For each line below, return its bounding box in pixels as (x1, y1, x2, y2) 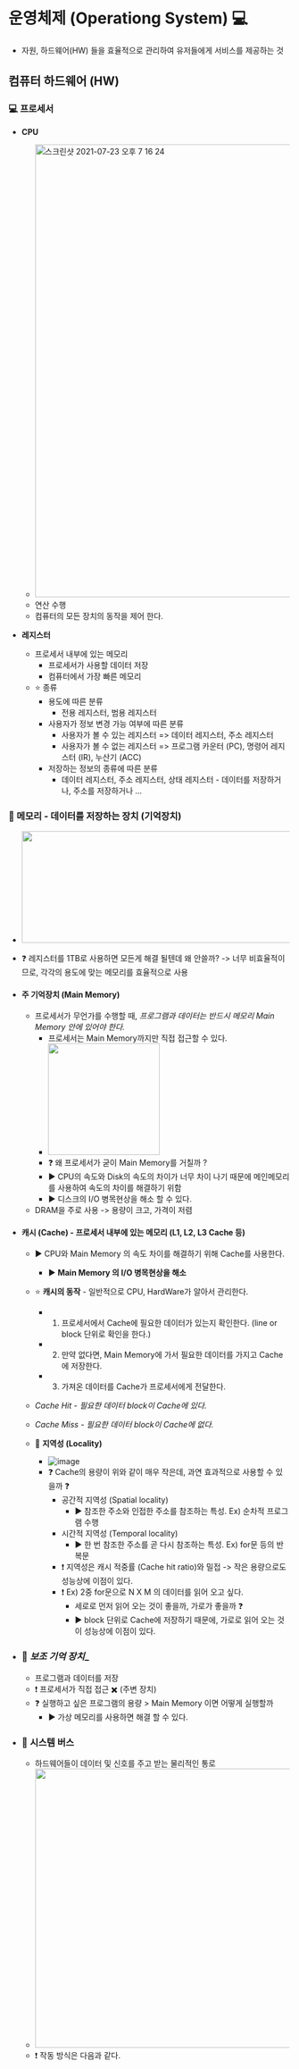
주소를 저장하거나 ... (73, 785, 143, 796)
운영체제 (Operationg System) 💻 (8, 8, 249, 29)
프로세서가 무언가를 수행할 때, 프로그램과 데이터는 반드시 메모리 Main (34, 1010, 275, 1021)
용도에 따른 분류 (47, 696, 104, 707)
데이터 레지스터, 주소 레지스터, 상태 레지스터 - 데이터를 (61, 774, 251, 784)
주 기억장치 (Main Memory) (21, 989, 120, 1000)
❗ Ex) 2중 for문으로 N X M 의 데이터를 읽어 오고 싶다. (61, 1587, 245, 1597)
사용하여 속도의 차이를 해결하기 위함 (57, 1183, 182, 1194)
